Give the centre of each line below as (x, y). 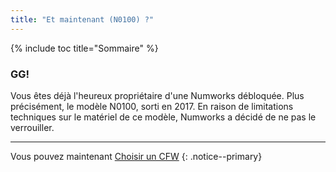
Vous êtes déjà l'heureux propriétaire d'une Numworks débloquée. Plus (157, 95)
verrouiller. (32, 127)
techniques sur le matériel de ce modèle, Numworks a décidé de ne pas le (163, 117)
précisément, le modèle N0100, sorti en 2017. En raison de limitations (152, 106)
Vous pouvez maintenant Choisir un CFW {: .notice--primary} (136, 156)
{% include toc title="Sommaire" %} (84, 48)
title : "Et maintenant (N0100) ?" (82, 19)
